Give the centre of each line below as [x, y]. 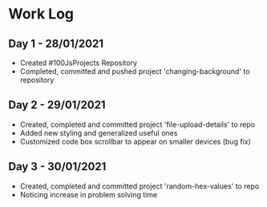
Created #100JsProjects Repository [79, 63]
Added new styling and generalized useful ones [99, 132]
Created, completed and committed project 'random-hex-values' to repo [140, 186]
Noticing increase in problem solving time [89, 194]
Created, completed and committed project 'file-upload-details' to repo [137, 124]
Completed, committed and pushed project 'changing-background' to [135, 71]
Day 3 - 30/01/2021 [57, 166]
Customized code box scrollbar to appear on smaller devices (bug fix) [135, 141]
